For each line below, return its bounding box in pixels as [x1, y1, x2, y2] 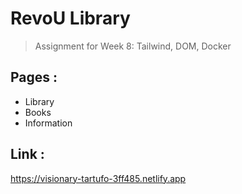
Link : [10, 146, 45, 163]
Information [24, 117, 73, 129]
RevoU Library [10, 7, 131, 30]
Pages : [10, 69, 58, 86]
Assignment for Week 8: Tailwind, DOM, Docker [34, 40, 232, 52]
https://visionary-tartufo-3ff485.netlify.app [10, 172, 187, 184]
